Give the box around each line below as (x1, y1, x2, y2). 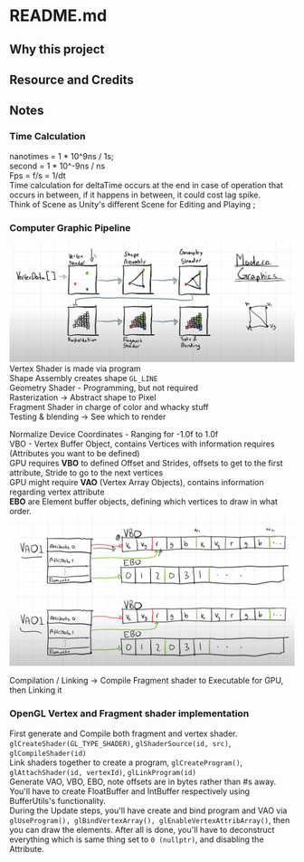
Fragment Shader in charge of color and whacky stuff (9, 402, 210, 413)
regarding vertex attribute (9, 486, 105, 498)
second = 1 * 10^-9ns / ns (9, 160, 106, 171)
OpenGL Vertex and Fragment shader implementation (9, 707, 250, 720)
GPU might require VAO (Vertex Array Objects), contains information (9, 477, 264, 488)
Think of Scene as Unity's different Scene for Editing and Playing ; (9, 198, 256, 209)
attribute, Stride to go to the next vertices (9, 467, 164, 478)
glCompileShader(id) (9, 749, 88, 758)
